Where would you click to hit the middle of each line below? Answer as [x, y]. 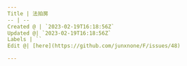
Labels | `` [25, 40]
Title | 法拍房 [28, 14]
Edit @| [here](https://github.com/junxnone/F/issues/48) [94, 46]
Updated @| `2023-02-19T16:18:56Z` [59, 33]
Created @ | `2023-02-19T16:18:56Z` [61, 26]
